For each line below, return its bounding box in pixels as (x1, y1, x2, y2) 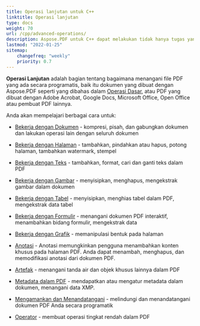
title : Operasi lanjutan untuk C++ (6, 8, 95, 15)
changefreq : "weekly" (17, 53, 70, 59)
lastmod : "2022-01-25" (6, 42, 62, 48)
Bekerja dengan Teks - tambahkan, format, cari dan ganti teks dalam (14, 159, 183, 166)
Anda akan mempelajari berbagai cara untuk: (6, 111, 117, 119)
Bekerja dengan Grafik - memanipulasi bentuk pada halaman (14, 230, 164, 237)
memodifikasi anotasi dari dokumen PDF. (14, 254, 116, 262)
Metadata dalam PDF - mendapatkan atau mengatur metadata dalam (14, 277, 183, 284)
